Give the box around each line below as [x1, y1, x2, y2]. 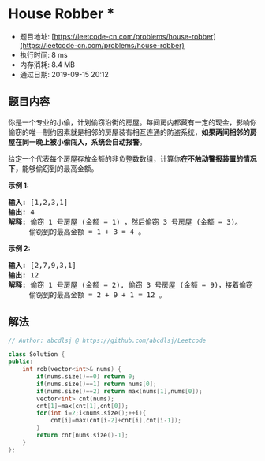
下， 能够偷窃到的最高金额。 [8, 163, 99, 173]
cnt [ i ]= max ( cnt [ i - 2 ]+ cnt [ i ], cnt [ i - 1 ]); [50, 417, 182, 425]
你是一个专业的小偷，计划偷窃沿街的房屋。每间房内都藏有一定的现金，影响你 [8, 117, 257, 127]
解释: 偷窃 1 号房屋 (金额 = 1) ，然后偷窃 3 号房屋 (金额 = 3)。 [8, 217, 242, 226]
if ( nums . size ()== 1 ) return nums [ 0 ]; [36, 380, 157, 388]
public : [8, 358, 34, 366]
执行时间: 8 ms [19, 50, 69, 59]
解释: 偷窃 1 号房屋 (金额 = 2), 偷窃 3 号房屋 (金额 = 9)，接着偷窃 [8, 281, 254, 289]
